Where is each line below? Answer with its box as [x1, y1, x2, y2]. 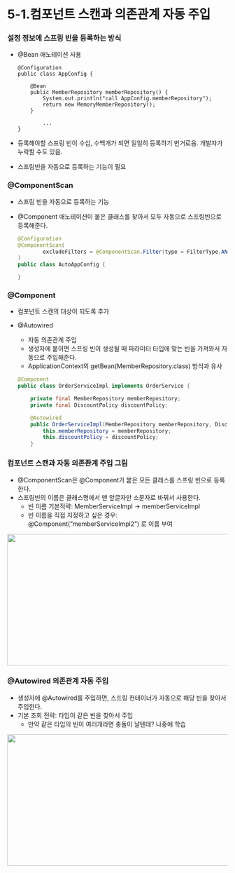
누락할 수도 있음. [17, 148, 63, 156]
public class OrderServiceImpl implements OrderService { [17, 383, 190, 390]
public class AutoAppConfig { [17, 261, 106, 269]
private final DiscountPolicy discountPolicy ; [30, 401, 169, 409]
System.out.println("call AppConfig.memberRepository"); [43, 95, 212, 102]
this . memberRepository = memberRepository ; [43, 427, 171, 435]
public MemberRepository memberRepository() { [30, 89, 169, 96]
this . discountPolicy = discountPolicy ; [43, 434, 159, 441]
